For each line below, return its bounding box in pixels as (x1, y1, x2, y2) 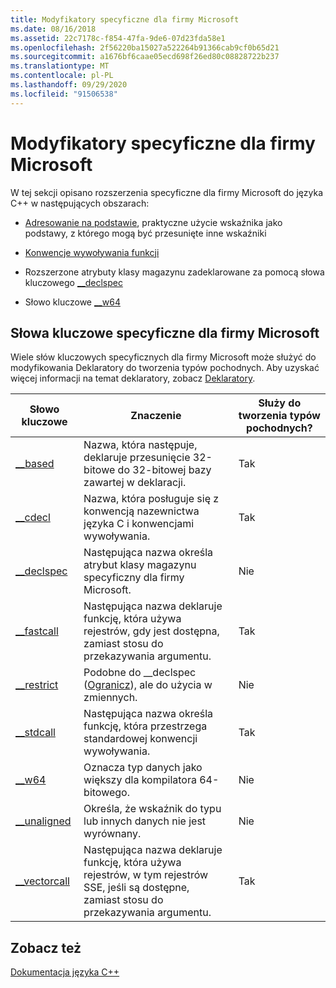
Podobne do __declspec (83, 666, 197, 680)
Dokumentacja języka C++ (10, 966, 120, 978)
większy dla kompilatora (83, 773, 197, 787)
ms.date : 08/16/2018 (10, 24, 97, 34)
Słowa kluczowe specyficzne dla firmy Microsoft (10, 324, 320, 341)
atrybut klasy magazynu (83, 558, 197, 572)
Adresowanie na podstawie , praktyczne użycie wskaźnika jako (24, 216, 283, 228)
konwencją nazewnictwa (83, 504, 200, 518)
